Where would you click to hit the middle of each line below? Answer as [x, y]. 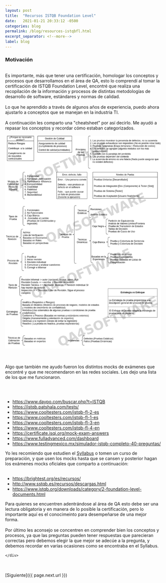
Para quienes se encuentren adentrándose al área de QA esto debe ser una [82, 504]
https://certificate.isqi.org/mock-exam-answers [61, 433]
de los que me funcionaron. [33, 377]
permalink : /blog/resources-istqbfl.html [48, 31]
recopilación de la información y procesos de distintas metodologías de [78, 91]
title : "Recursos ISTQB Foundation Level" [51, 16]
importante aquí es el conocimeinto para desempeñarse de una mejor [76, 514]
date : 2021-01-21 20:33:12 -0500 [42, 21]
